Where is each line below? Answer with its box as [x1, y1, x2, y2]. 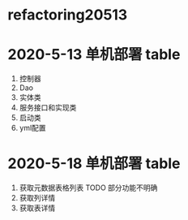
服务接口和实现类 [19, 103, 77, 113]
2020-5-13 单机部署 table [7, 45, 181, 64]
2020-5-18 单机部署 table [7, 154, 181, 173]
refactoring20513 [7, 6, 128, 24]
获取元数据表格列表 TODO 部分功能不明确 [19, 183, 158, 192]
